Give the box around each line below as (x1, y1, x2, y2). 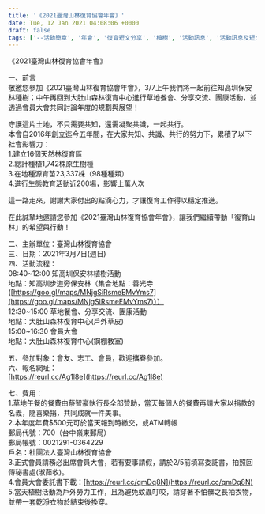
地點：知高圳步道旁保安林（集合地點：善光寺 (8, 278, 154, 289)
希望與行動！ (28, 222, 71, 232)
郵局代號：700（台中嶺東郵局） (8, 428, 111, 437)
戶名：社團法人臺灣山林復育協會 (8, 448, 112, 457)
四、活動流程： (8, 259, 57, 269)
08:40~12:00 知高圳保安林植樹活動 (8, 269, 121, 278)
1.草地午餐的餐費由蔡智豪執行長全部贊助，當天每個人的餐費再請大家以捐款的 (8, 399, 255, 408)
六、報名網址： (8, 363, 57, 372)
